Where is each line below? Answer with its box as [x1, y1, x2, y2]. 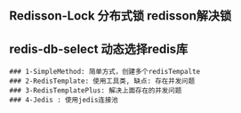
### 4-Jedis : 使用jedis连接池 [9, 96, 118, 105]
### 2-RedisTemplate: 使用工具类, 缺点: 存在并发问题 [9, 77, 196, 86]
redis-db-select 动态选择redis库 [9, 41, 189, 56]
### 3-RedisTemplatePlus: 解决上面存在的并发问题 [9, 86, 182, 95]
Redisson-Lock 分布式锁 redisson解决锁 [9, 8, 232, 24]
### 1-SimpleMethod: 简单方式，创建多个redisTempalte [9, 68, 201, 77]
